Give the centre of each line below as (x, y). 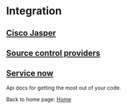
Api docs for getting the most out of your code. (64, 88)
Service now (30, 74)
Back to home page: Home (39, 99)
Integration (34, 11)
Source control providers (53, 53)
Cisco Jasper (31, 33)
